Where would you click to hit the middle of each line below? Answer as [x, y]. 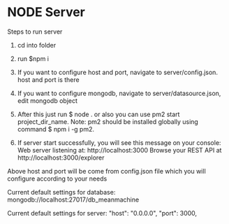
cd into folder [37, 45]
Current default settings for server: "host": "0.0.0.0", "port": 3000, [102, 213]
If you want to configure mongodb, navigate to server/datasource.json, [119, 93]
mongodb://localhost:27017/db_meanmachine [73, 199]
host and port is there [48, 79]
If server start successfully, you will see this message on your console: [119, 142]
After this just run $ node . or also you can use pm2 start [98, 114]
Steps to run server [35, 31]
